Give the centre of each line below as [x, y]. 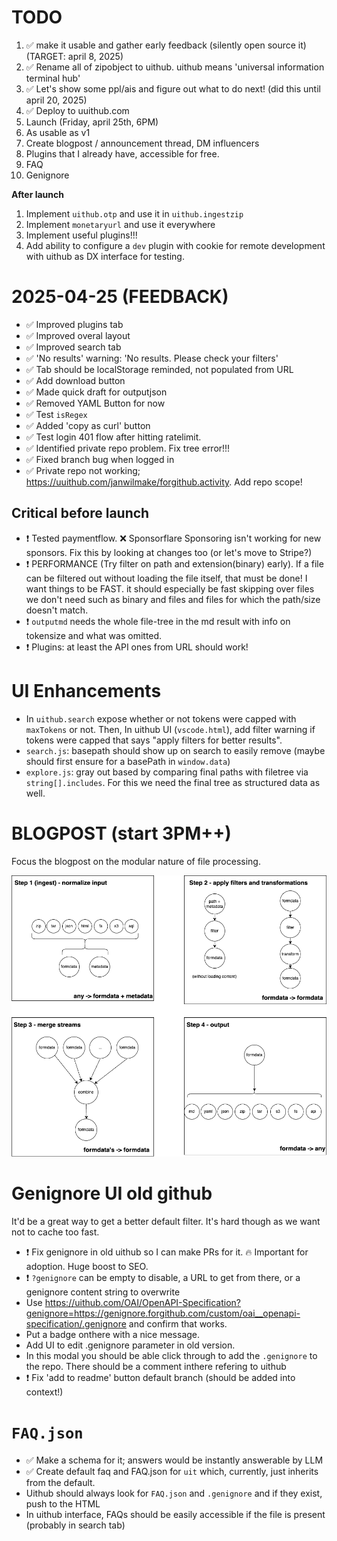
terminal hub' [53, 78]
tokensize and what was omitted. [94, 635]
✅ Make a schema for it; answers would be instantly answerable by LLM [174, 1460]
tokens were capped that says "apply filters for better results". [154, 740]
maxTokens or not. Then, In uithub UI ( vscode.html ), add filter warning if [170, 729]
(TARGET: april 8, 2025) [74, 56]
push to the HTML [63, 1503]
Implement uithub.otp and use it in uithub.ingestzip [134, 213]
